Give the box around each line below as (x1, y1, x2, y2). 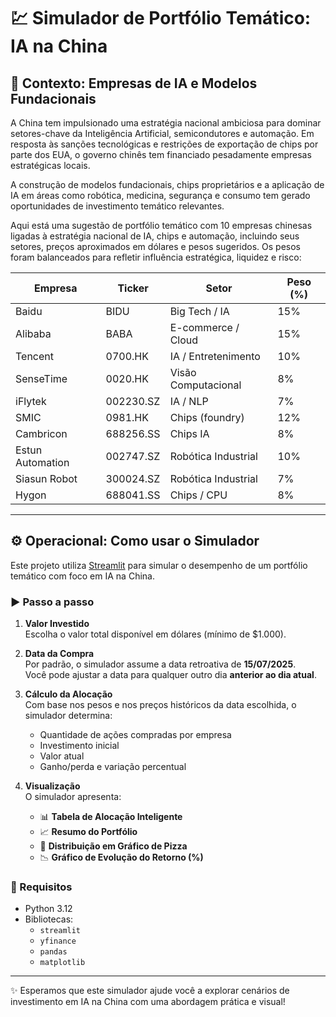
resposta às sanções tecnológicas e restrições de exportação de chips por (10, 138, 319, 150)
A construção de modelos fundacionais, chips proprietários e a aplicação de (10, 179, 325, 190)
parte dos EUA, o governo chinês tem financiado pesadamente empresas (10, 149, 312, 160)
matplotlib (39, 958, 86, 968)
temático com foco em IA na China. (10, 570, 155, 582)
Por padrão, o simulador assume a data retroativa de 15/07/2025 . (24, 658, 297, 670)
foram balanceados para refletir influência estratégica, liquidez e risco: (10, 251, 302, 263)
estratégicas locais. (10, 160, 91, 171)
